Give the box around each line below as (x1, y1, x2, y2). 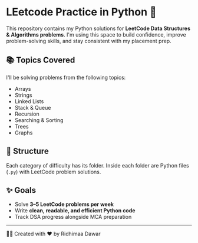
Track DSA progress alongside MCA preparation (14, 214, 132, 221)
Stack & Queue (14, 104, 51, 111)
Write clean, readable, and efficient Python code (14, 207, 136, 214)
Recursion (14, 110, 39, 117)
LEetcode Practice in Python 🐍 (6, 5, 157, 19)
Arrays (14, 85, 31, 92)
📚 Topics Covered (6, 55, 75, 65)
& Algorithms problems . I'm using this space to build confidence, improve (6, 31, 187, 38)
